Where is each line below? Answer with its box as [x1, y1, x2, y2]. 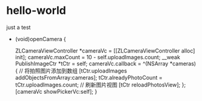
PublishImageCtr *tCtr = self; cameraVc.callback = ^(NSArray [15, 60, 169, 67]
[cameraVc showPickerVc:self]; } [15, 88, 98, 95]
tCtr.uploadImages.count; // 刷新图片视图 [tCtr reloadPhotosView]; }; [15, 81, 186, 88]
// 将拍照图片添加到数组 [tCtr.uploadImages [19, 67, 127, 74]
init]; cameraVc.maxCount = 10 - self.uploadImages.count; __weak [15, 53, 181, 60]
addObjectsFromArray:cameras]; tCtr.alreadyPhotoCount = [15, 74, 163, 81]
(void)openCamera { [15, 35, 66, 42]
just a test [6, 24, 31, 31]
